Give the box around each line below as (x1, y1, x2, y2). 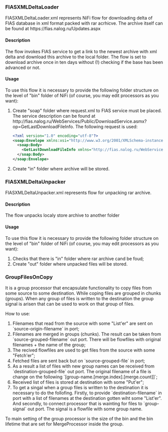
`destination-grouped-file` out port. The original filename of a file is (12, 368, 151, 374)
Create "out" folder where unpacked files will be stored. (12, 261, 128, 267)
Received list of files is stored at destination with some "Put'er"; (12, 379, 144, 385)
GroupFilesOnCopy (5, 273, 53, 280)
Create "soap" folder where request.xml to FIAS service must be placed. (12, 107, 162, 114)
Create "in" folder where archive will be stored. (12, 165, 110, 171)
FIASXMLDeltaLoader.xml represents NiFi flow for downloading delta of (5, 15, 153, 21)
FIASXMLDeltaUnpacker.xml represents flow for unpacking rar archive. (5, 190, 152, 196)
